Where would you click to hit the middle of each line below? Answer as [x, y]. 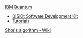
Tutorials [21, 21]
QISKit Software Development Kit [45, 16]
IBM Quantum [19, 7]
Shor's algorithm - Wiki [28, 30]
